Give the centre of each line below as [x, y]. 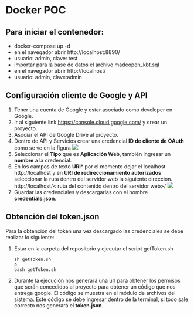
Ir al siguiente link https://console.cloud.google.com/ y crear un [91, 122]
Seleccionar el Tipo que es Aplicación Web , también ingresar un [92, 154]
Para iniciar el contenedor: [55, 32]
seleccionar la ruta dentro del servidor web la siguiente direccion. [93, 179]
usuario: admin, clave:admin [48, 77]
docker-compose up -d [42, 46]
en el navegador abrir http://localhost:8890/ [67, 52]
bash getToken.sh [35, 270]
